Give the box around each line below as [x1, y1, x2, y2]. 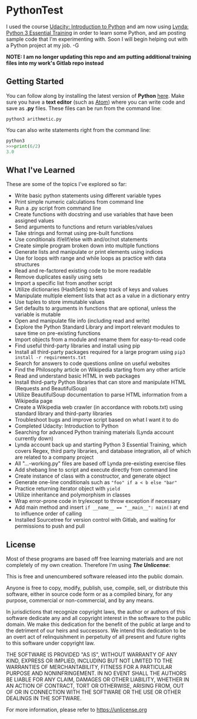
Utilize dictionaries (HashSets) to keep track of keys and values [14, 286, 169, 293]
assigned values [14, 217, 55, 224]
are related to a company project [14, 454, 94, 461]
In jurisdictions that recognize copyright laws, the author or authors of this [6, 608, 186, 615]
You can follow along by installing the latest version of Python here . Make [6, 92, 185, 99]
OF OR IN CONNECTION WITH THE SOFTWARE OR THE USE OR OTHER [6, 688, 181, 695]
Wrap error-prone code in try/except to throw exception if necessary [14, 498, 181, 505]
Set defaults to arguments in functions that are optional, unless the [14, 304, 176, 312]
